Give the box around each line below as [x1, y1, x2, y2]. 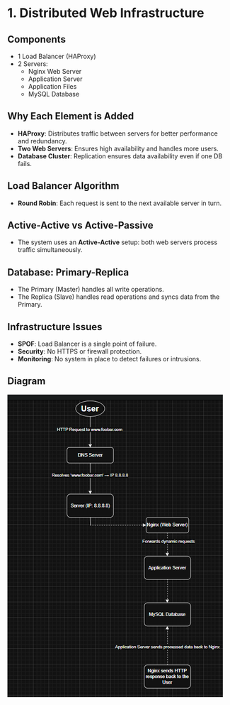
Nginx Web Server [28, 67, 82, 75]
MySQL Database [28, 90, 80, 98]
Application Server [28, 75, 83, 83]
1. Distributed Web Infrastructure [7, 5, 205, 21]
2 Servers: [17, 60, 48, 68]
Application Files [28, 82, 77, 90]
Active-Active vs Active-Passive [7, 219, 154, 231]
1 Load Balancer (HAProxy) [17, 52, 97, 60]
